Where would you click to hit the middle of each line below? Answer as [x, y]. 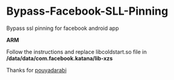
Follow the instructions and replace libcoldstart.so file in [77, 52]
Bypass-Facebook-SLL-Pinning [87, 11]
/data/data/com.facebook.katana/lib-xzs [60, 58]
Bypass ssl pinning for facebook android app [63, 28]
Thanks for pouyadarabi [37, 70]
